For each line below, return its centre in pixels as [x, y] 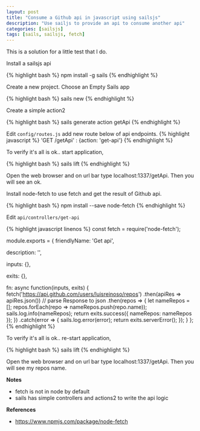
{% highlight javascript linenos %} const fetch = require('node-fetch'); [94, 229]
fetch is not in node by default [52, 392]
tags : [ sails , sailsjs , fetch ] [46, 35]
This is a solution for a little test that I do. [57, 52]
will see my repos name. [37, 368]
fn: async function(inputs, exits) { [48, 288]
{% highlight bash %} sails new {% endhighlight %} [70, 99]
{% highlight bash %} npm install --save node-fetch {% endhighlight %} [96, 205]
